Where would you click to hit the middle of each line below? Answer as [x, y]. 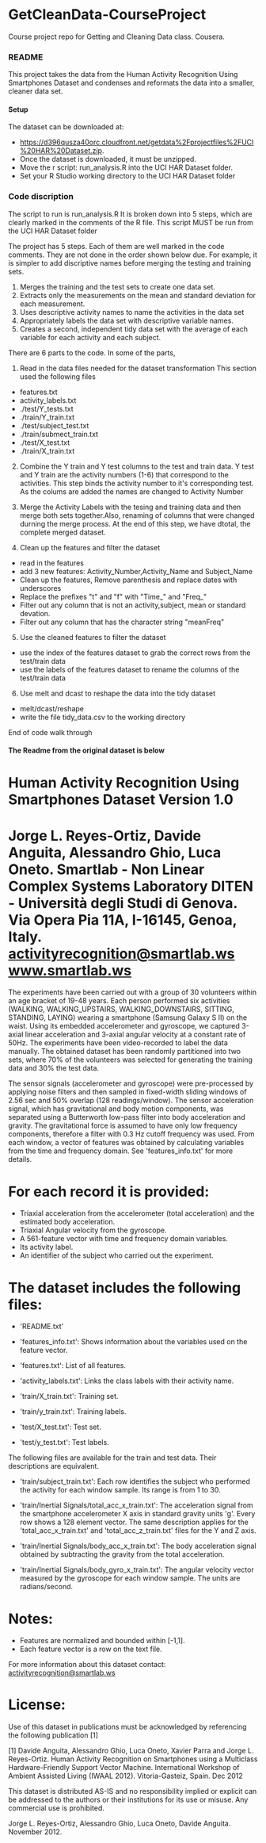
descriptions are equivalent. [53, 1466]
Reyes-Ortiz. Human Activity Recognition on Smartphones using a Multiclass [133, 1759]
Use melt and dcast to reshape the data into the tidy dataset [118, 693]
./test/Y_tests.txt [46, 408]
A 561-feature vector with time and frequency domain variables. [123, 1239]
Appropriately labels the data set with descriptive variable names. [126, 320]
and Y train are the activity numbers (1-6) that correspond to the [124, 474]
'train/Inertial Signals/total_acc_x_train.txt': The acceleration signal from [136, 1505]
